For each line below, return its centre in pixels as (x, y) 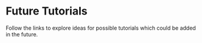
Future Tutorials (47, 11)
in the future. (22, 34)
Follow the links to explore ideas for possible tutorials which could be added (101, 28)
